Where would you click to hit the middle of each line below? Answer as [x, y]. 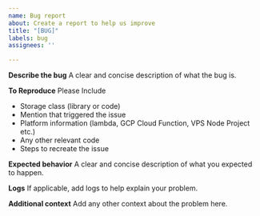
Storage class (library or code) [70, 106]
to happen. [26, 173]
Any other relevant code [60, 140]
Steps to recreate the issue [64, 149]
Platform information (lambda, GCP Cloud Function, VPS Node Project [135, 123]
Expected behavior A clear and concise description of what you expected [130, 164]
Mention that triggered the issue [73, 115]
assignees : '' [32, 46]
